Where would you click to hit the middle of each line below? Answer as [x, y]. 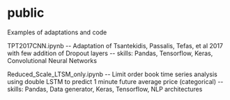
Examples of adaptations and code [57, 32]
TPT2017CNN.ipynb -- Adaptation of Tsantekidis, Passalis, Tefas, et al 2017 [115, 45]
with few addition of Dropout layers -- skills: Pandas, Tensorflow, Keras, [110, 53]
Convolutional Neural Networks [52, 60]
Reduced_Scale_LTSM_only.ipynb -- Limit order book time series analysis [113, 74]
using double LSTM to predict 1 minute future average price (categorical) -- [115, 81]
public [26, 13]
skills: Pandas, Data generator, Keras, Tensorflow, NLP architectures [105, 89]
